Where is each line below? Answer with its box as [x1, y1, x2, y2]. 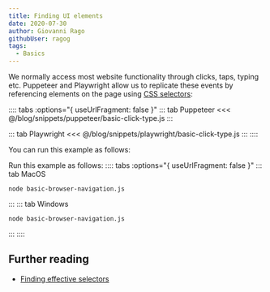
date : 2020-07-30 [8, 19, 67, 28]
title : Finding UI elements [8, 11, 104, 20]
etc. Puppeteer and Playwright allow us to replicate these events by [8, 80, 234, 90]
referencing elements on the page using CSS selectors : [8, 89, 193, 98]
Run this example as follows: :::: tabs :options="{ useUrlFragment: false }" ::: [8, 161, 263, 170]
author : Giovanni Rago [8, 27, 85, 35]
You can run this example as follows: [8, 145, 131, 154]
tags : [8, 42, 27, 50]
